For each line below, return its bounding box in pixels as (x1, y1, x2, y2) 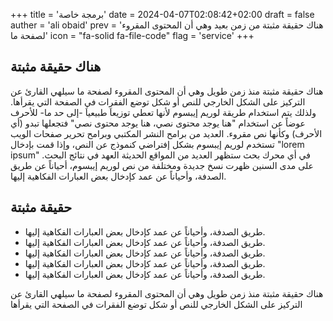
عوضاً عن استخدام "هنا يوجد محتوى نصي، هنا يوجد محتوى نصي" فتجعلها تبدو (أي (10, 117, 306, 129)
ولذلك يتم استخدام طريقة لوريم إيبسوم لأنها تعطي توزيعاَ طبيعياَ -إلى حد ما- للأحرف (10, 106, 317, 118)
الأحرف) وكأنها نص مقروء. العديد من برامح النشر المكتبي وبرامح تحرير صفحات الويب (10, 127, 323, 139)
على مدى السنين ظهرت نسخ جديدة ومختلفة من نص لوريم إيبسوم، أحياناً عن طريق (10, 159, 314, 171)
